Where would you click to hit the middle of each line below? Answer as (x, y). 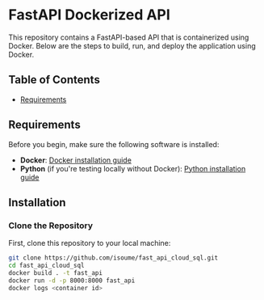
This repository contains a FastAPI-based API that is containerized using (129, 37)
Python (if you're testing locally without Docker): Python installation (133, 168)
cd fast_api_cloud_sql (46, 266)
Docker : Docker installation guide (75, 160)
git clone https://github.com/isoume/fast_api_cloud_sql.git (113, 258)
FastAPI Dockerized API (90, 15)
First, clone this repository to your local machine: (90, 243)
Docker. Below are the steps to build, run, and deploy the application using (132, 45)
